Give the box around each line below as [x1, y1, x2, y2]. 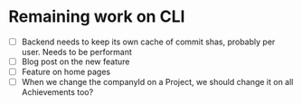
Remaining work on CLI [8, 6, 185, 27]
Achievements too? [21, 87, 94, 98]
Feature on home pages [21, 66, 110, 78]
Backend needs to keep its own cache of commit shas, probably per [21, 36, 276, 47]
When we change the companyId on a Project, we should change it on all [21, 77, 294, 88]
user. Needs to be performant [21, 47, 133, 57]
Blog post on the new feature [21, 56, 130, 67]
